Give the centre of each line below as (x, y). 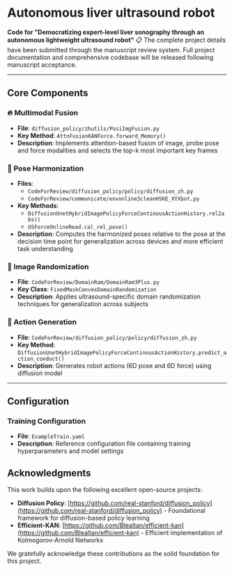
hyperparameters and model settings (70, 451)
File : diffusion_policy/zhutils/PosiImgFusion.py (88, 128)
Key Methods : (38, 205)
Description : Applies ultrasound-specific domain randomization (109, 296)
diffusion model (40, 373)
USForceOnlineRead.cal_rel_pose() (78, 227)
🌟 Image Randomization (48, 267)
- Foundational (184, 511)
